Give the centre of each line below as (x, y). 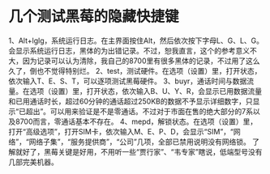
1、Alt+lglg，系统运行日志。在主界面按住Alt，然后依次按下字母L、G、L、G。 (136, 40)
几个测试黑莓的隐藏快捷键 (94, 17)
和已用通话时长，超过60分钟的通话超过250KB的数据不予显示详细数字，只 (131, 101)
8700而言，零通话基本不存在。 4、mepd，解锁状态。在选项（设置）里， (136, 121)
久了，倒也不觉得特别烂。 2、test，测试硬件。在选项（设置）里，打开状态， (135, 70)
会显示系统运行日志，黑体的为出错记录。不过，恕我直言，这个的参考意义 (129, 50)
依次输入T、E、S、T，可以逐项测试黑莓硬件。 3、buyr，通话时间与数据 (128, 81)
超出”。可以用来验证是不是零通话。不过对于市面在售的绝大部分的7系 (139, 111)
